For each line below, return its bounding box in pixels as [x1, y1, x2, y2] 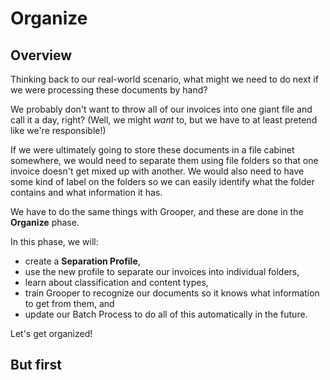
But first [10, 357, 62, 374]
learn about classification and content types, [24, 277, 209, 288]
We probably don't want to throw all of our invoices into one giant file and [10, 103, 313, 115]
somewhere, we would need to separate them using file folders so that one [10, 155, 319, 166]
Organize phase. [10, 217, 80, 228]
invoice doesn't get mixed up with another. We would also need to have [10, 165, 305, 177]
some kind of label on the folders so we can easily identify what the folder [10, 176, 315, 187]
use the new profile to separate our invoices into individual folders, [24, 266, 300, 277]
